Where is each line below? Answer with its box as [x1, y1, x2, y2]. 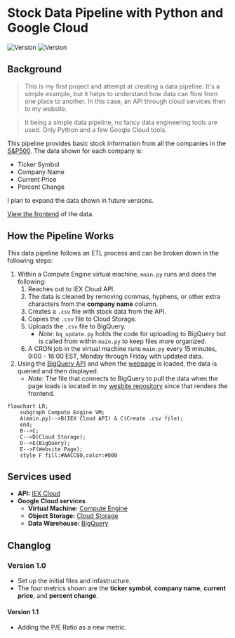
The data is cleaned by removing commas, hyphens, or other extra [27, 292, 221, 300]
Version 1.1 [7, 607, 39, 616]
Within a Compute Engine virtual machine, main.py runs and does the [17, 270, 217, 278]
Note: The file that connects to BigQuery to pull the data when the [27, 374, 219, 383]
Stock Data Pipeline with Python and [7, 5, 224, 21]
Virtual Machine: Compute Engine [27, 504, 128, 513]
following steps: [7, 256, 53, 265]
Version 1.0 [7, 560, 47, 570]
